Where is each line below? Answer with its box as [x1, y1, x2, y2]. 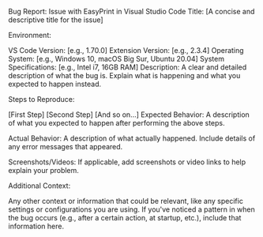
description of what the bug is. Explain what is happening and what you [8, 71, 241, 80]
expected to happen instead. [8, 79, 102, 88]
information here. [8, 221, 65, 231]
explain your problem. [8, 166, 79, 175]
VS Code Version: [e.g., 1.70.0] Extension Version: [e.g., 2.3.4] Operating [8, 46, 244, 55]
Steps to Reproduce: [8, 95, 75, 103]
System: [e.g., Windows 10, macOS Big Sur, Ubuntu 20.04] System [8, 55, 225, 63]
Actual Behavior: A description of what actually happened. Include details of [8, 134, 256, 143]
